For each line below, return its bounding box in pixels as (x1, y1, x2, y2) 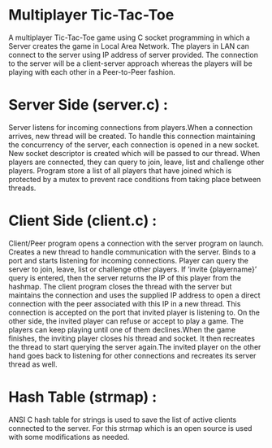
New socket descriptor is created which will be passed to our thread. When (8, 148, 261, 158)
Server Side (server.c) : (8, 96, 169, 115)
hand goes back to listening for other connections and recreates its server (8, 350, 257, 360)
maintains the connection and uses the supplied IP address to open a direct (8, 290, 261, 300)
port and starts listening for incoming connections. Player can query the (8, 255, 249, 265)
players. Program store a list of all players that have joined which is (8, 165, 232, 176)
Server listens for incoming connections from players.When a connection (8, 122, 253, 132)
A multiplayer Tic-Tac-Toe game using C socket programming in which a (8, 33, 250, 42)
